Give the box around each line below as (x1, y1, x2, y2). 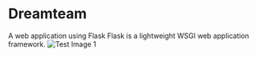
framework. (8, 39, 46, 48)
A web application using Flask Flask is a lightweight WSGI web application (8, 31, 250, 40)
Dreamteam (8, 5, 87, 23)
